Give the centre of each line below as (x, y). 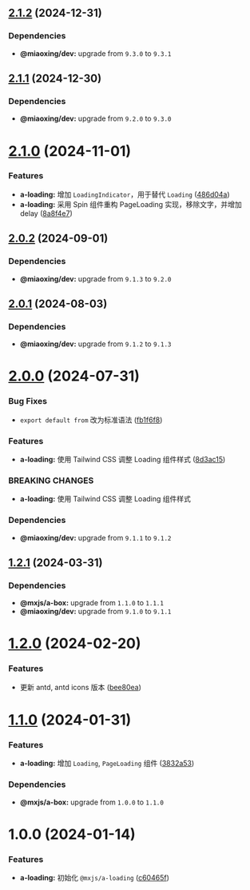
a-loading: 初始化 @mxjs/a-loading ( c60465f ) (94, 878)
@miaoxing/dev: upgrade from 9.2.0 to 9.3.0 (95, 118)
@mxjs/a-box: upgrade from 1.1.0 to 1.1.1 (91, 603)
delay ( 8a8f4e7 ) (46, 213)
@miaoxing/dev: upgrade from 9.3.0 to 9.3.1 (95, 53)
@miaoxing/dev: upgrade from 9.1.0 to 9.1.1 (95, 612)
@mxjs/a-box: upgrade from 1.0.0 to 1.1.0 (91, 802)
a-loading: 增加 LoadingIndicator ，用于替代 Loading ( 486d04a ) (125, 194)
